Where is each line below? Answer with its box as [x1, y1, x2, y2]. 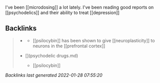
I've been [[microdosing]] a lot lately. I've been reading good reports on [5, 5, 154, 10]
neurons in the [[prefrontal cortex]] [32, 43, 105, 49]
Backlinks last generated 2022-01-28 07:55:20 [5, 72, 102, 78]
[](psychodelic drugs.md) [25, 52, 78, 58]
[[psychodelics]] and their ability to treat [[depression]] [5, 10, 120, 16]
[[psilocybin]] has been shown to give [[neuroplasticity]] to [32, 37, 155, 43]
